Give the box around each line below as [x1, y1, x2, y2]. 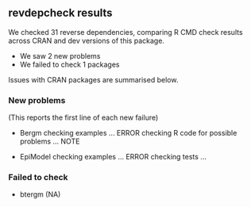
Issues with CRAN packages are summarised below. [8, 75, 179, 84]
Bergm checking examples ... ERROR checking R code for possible [19, 128, 237, 138]
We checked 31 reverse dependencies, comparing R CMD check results [8, 27, 244, 36]
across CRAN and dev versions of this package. [8, 36, 165, 45]
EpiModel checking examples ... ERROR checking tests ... [19, 152, 207, 162]
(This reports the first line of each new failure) [8, 113, 159, 122]
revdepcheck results [8, 6, 113, 20]
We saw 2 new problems [19, 51, 101, 60]
